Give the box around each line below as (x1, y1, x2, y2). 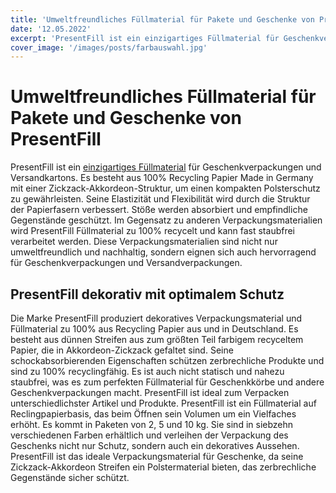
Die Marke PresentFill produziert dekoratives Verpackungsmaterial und (10, 312, 303, 324)
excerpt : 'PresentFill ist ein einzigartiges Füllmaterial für (10, 33, 280, 43)
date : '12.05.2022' (10, 24, 92, 34)
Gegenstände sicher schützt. (10, 472, 130, 483)
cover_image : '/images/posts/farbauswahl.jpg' (10, 42, 208, 53)
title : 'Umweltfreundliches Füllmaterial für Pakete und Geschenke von (10, 14, 315, 25)
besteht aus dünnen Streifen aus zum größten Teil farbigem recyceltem (10, 334, 304, 345)
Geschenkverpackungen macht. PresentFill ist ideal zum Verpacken (10, 387, 290, 398)
